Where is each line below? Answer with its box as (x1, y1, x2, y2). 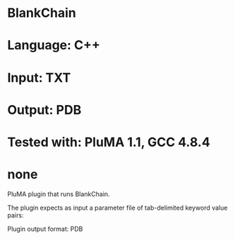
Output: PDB (7, 102, 82, 118)
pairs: (7, 210, 24, 220)
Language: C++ (7, 37, 100, 54)
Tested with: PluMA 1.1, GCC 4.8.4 (7, 134, 210, 150)
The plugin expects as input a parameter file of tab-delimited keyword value (7, 203, 228, 212)
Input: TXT (7, 69, 71, 85)
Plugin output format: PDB (7, 224, 83, 233)
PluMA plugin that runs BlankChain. (7, 189, 111, 198)
